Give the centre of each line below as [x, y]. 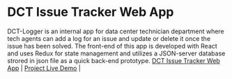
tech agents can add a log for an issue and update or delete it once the [109, 38]
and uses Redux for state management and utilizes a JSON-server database [116, 53]
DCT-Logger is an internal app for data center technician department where [116, 31]
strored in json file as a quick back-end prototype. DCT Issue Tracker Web [114, 60]
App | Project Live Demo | [44, 68]
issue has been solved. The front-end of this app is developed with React [112, 46]
